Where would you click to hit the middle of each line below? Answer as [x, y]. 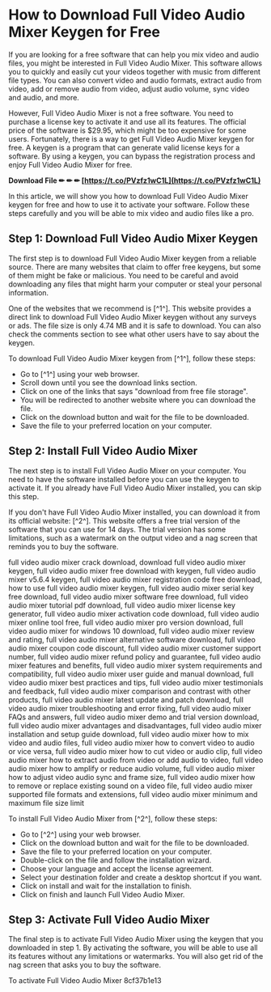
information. [29, 292]
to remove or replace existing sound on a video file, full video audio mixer [131, 786]
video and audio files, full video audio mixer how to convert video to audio [131, 743]
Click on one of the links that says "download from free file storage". [134, 391]
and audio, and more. [44, 97]
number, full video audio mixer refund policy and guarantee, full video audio [135, 656]
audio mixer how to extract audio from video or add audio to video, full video [136, 760]
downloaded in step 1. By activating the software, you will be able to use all [133, 947]
